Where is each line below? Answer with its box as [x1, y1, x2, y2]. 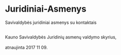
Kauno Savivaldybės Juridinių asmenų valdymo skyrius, [5, 34, 117, 40]
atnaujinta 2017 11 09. [5, 44, 48, 50]
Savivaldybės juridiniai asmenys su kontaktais [5, 19, 97, 25]
